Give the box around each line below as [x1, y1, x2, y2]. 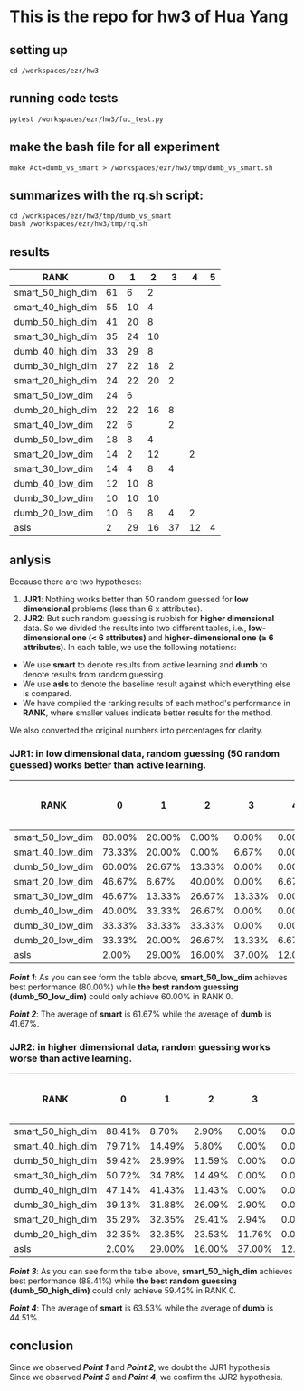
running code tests [9, 90, 119, 106]
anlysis [9, 552, 52, 567]
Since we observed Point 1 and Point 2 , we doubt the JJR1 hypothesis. [9, 1362, 273, 1373]
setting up [9, 43, 68, 58]
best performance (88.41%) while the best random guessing [9, 1275, 237, 1286]
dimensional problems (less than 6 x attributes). [22, 603, 204, 614]
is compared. [22, 688, 72, 699]
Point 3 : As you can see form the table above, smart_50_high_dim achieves [9, 1265, 293, 1276]
